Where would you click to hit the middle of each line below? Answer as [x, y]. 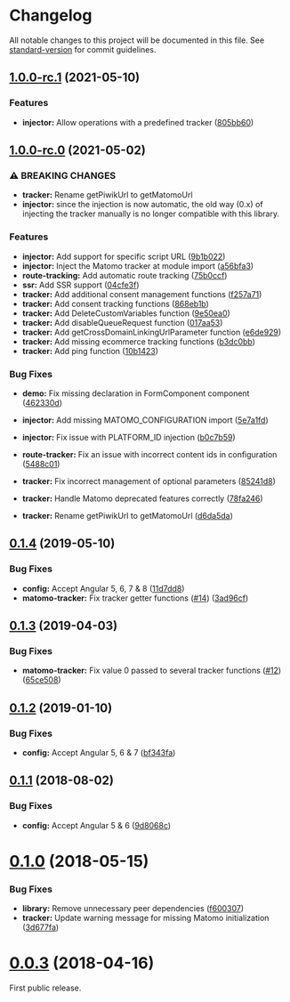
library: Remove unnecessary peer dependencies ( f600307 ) [133, 909]
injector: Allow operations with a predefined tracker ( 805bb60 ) [138, 122]
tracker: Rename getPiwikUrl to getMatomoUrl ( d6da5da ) [127, 515]
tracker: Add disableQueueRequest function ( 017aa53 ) [122, 322]
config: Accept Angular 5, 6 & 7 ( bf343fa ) [99, 752]
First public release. [45, 988]
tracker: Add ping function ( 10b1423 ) [90, 351]
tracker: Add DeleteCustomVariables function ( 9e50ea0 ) [126, 313]
